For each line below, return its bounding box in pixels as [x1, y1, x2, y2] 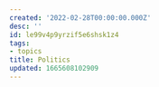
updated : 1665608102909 [9, 64, 99, 73]
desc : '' [9, 22, 42, 31]
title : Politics [9, 55, 70, 64]
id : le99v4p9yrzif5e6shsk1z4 [9, 30, 119, 39]
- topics [9, 47, 42, 56]
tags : [9, 38, 30, 48]
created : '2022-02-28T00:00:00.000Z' [9, 13, 152, 23]
